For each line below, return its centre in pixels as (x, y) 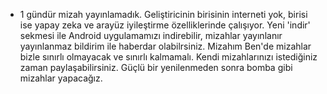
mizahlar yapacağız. (61, 78)
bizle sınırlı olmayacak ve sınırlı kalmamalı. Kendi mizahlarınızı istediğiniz (168, 57)
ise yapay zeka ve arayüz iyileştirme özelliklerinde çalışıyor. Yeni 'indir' (165, 25)
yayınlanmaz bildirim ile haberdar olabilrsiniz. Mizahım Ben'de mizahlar (165, 46)
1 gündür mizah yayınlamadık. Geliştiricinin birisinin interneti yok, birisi (163, 14)
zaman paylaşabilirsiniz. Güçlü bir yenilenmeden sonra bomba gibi (156, 67)
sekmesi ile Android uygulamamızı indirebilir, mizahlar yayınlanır (151, 35)
